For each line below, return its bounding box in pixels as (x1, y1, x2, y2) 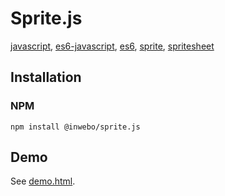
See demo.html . (10, 175, 76, 187)
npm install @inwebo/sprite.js (10, 122, 141, 132)
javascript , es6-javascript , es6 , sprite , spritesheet (10, 40, 215, 52)
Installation (10, 69, 82, 86)
